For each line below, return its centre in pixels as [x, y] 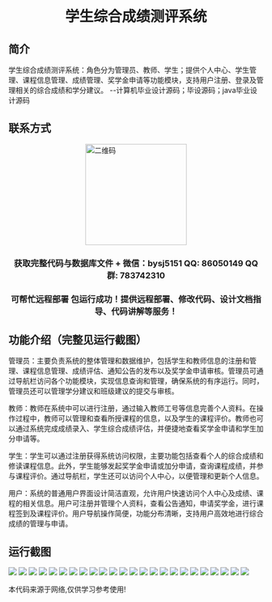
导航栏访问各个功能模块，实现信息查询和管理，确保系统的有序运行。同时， [139, 381]
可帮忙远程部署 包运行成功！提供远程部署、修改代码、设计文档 [132, 299]
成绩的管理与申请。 [40, 524]
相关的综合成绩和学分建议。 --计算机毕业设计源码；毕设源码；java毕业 [133, 90]
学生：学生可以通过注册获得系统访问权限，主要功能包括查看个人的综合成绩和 [136, 456]
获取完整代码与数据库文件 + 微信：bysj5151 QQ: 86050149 [128, 263]
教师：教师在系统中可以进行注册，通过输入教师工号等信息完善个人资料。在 [132, 409]
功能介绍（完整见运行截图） [78, 340]
